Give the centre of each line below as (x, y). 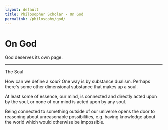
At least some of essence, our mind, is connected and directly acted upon (81, 97)
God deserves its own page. (34, 57)
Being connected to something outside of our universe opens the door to (80, 112)
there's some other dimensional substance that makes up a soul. (72, 87)
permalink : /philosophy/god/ (35, 19)
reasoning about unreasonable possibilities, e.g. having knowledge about (80, 117)
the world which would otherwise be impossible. (55, 122)
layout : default (22, 10)
